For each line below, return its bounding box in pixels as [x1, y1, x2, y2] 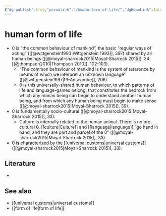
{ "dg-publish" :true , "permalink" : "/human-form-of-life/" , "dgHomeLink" [4, 7, 152, 12]
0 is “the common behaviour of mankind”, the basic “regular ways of [11, 45, 152, 51]
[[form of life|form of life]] [11, 205, 65, 211]
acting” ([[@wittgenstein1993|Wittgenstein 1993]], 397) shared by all [11, 50, 152, 56]
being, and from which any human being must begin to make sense [19, 98, 157, 104]
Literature [4, 159, 36, 167]
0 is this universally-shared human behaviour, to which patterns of [19, 82, 155, 88]
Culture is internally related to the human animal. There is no [19, 118, 143, 124]
